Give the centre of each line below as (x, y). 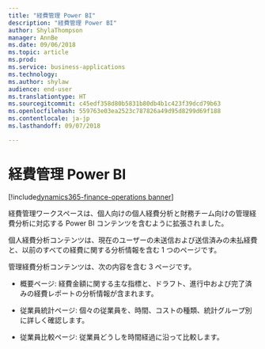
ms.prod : (23, 60)
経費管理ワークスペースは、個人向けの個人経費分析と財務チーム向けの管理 (129, 213)
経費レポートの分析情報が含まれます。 (96, 293)
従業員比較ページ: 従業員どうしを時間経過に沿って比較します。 (121, 336)
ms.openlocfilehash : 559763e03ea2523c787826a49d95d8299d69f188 (115, 112)
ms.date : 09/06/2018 (42, 45)
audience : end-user (40, 89)
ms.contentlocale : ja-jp (49, 119)
